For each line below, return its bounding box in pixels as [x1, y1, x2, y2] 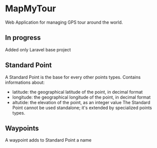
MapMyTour [5, 3, 56, 14]
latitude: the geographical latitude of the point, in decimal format [12, 89, 143, 95]
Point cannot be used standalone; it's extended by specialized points [12, 105, 152, 111]
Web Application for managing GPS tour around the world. [5, 19, 123, 25]
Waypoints [5, 124, 39, 132]
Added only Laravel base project [5, 46, 71, 52]
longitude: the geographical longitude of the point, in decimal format [12, 94, 151, 100]
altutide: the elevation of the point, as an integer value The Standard [12, 99, 151, 105]
